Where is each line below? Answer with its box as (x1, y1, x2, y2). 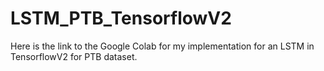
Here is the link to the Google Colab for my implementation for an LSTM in (10, 40, 315, 52)
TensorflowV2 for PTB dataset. (10, 50, 138, 62)
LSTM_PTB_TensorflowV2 (10, 7, 232, 30)
